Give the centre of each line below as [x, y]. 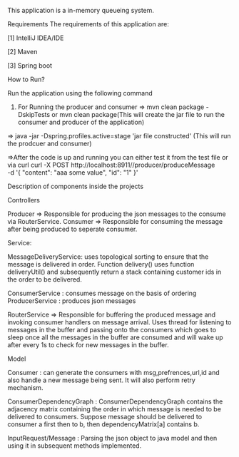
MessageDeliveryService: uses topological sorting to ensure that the [108, 257]
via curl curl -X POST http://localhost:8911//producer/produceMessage [111, 165]
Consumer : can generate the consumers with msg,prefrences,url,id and [113, 373]
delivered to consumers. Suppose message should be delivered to [105, 417]
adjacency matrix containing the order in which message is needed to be [114, 409]
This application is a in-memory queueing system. [81, 10]
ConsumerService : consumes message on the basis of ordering [102, 293]
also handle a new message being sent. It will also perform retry [102, 380]
